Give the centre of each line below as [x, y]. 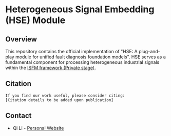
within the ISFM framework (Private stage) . [51, 68]
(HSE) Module [35, 20]
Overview [21, 39]
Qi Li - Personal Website [38, 128]
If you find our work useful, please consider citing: [65, 96]
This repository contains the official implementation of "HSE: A [71, 51]
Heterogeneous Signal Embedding [80, 9]
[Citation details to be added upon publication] [60, 100]
